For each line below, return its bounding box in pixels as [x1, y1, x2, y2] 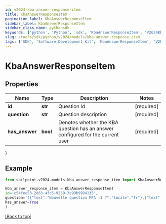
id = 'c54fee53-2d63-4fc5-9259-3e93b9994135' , [5, 191, 98, 196]
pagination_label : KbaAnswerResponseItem [5, 16, 92, 21]
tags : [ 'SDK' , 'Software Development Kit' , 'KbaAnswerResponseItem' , [5, 39, 152, 44]
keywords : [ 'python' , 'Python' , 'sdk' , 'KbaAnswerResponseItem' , [5, 30, 143, 35]
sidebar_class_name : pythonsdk [5, 26, 70, 31]
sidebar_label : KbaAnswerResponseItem [5, 21, 85, 26]
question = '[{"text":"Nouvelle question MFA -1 [5, 195, 103, 200]
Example [5, 164, 33, 173]
